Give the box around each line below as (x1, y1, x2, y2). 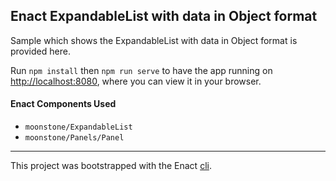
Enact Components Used (10, 98, 117, 110)
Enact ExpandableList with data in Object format (10, 8, 318, 25)
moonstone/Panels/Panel (24, 133, 125, 143)
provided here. (10, 45, 71, 57)
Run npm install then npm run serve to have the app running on (10, 64, 273, 76)
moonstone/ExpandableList (24, 122, 133, 133)
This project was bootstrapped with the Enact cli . (10, 160, 212, 172)
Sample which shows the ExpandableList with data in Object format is (10, 34, 298, 46)
